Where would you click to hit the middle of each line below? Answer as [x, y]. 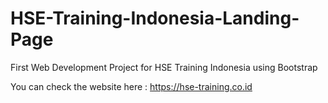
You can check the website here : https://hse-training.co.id [131, 86]
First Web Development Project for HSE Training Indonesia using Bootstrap [164, 67]
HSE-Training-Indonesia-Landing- [155, 18]
